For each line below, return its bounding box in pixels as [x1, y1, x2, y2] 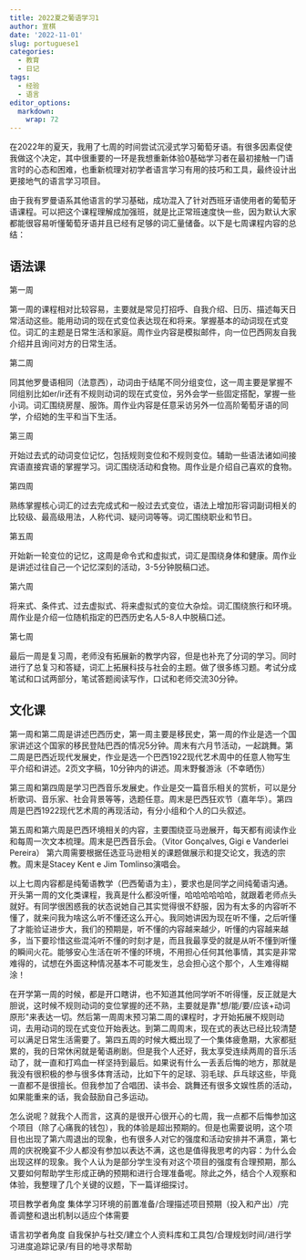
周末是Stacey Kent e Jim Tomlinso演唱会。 [25, 859, 186, 870]
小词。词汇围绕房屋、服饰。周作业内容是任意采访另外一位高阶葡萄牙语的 [9, 399, 280, 411]
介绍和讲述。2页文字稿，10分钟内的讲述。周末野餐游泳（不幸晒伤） [16, 763, 270, 774]
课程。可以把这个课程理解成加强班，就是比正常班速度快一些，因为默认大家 [16, 206, 297, 217]
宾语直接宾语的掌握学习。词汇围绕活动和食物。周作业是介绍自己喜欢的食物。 [9, 461, 297, 472]
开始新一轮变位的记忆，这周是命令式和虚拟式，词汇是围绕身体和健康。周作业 [9, 549, 297, 561]
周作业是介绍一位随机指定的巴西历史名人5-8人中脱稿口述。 [9, 611, 230, 622]
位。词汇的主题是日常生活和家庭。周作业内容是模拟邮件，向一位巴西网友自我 [9, 326, 297, 338]
